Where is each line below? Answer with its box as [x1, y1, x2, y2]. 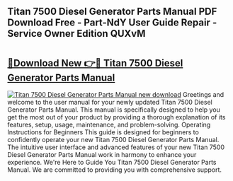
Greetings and [183, 90, 225, 98]
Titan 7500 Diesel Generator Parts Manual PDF [7, 6, 217, 18]
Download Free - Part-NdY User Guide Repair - [7, 17, 217, 29]
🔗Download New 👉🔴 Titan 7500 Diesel [7, 57, 183, 69]
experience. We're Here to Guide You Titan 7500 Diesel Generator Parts [7, 158, 217, 166]
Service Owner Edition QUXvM [7, 28, 146, 40]
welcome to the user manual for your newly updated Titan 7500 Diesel [7, 98, 212, 106]
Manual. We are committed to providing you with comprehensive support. [7, 165, 222, 174]
